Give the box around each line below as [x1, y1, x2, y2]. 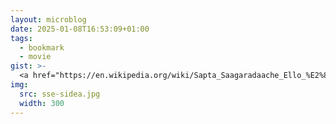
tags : [10, 33, 33, 43]
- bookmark [19, 42, 65, 53]
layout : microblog [10, 14, 87, 25]
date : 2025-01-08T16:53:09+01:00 [10, 24, 150, 34]
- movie [19, 52, 52, 62]
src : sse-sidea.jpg [19, 89, 101, 99]
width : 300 [19, 98, 65, 108]
